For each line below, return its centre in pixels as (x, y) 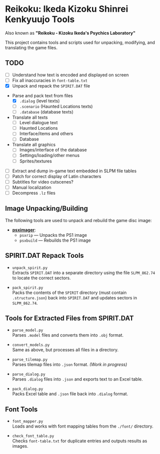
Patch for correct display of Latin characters (57, 176)
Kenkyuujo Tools (40, 19)
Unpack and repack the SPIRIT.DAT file (51, 86)
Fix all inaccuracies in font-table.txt (50, 80)
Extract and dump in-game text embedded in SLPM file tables (74, 171)
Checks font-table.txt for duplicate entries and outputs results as (80, 441)
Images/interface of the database (53, 150)
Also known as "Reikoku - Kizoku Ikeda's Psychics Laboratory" (70, 33)
